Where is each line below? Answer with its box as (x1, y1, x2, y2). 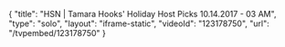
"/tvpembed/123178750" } (8, 28, 106, 38)
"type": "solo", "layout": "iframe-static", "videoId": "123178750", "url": (8, 18, 270, 29)
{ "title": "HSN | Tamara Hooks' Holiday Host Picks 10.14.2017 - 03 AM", (8, 9, 277, 19)
